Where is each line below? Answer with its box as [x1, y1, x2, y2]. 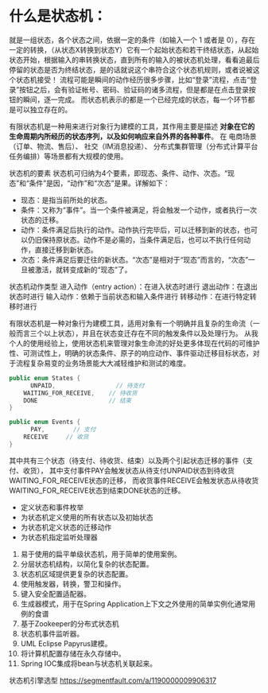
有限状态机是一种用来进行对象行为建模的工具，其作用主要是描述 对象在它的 [9, 121, 255, 131]
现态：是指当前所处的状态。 [20, 195, 112, 204]
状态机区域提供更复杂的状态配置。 [20, 569, 133, 578]
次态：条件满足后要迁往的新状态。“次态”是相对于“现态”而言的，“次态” [20, 255, 249, 264]
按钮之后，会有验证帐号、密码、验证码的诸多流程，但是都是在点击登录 [19, 84, 250, 94]
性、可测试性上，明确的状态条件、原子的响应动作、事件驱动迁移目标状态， [9, 348, 253, 358]
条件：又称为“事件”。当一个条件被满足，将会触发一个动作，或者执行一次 [20, 204, 258, 215]
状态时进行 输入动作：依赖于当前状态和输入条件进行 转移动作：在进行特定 [9, 291, 250, 301]
